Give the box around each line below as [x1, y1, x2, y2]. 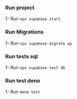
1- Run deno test [5, 89, 41, 95]
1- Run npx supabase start [5, 16, 61, 22]
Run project [5, 4, 34, 11]
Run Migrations [5, 29, 44, 36]
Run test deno [5, 77, 41, 84]
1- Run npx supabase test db [5, 64, 65, 70]
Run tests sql [5, 53, 38, 60]
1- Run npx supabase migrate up [5, 40, 72, 46]
